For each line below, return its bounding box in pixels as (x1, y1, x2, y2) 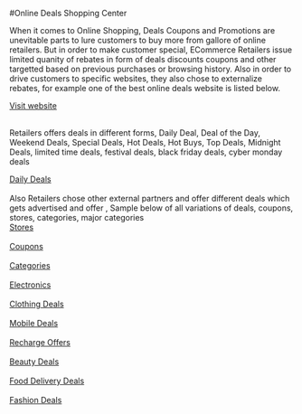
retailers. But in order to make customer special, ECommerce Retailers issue (9, 44, 292, 55)
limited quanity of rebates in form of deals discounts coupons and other (9, 54, 277, 64)
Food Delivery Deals (9, 375, 85, 386)
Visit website (9, 100, 57, 111)
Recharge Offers (9, 337, 71, 347)
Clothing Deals (9, 298, 65, 309)
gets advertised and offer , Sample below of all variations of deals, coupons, (9, 202, 294, 213)
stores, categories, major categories (9, 212, 145, 222)
